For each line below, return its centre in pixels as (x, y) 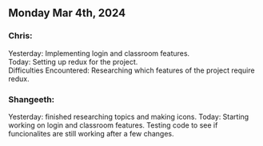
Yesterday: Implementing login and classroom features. (99, 53)
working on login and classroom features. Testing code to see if (113, 125)
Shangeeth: (32, 99)
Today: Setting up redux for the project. (73, 61)
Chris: (21, 36)
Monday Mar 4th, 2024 (67, 13)
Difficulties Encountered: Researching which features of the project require (131, 70)
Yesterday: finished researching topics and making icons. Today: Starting (129, 116)
